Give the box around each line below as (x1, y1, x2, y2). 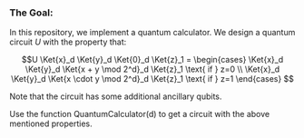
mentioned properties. (9, 118, 93, 129)
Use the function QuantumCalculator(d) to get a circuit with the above (9, 109, 270, 120)
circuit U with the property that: (9, 36, 127, 47)
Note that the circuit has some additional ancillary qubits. (9, 91, 222, 102)
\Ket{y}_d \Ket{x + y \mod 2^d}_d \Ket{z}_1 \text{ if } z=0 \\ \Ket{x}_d (25, 64, 280, 74)
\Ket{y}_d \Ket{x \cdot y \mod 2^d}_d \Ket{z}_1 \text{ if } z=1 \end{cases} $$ (10, 74, 295, 84)
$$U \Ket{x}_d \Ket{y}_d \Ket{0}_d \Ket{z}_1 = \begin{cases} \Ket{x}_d (21, 54, 284, 65)
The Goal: (9, 6, 54, 19)
